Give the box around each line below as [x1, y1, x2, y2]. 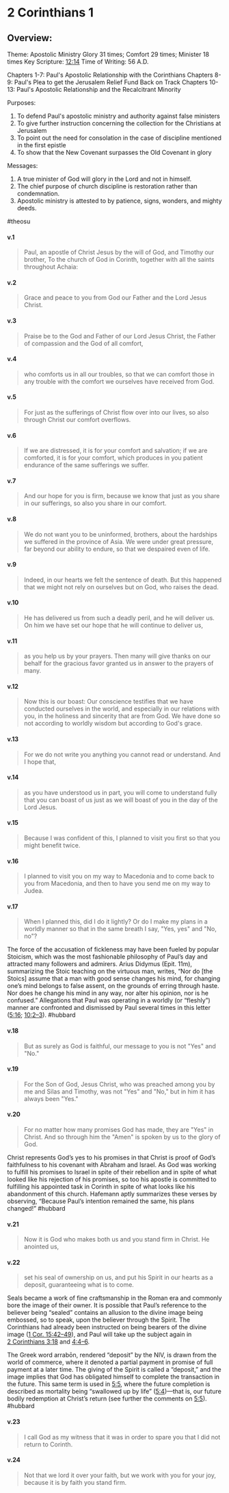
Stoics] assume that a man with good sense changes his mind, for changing [7, 974, 221, 983]
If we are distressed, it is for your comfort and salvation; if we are [23, 447, 208, 455]
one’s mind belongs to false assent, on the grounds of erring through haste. [7, 982, 219, 990]
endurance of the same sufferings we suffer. [23, 461, 149, 469]
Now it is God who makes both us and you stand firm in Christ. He [23, 1235, 210, 1244]
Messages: [7, 162, 38, 169]
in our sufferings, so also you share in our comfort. [23, 499, 167, 508]
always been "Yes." [23, 1094, 79, 1102]
